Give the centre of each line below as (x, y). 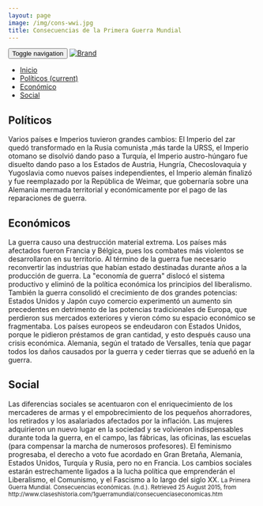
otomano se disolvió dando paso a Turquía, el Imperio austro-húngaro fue (128, 156)
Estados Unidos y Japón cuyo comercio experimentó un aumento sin (120, 301)
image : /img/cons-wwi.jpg (51, 23)
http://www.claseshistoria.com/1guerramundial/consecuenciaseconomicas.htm (116, 494)
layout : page (30, 15)
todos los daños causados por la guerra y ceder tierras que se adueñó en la (131, 352)
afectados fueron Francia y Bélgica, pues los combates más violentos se (126, 251)
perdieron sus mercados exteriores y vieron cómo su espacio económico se (132, 318)
